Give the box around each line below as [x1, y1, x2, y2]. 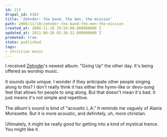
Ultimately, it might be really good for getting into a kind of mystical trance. [5, 121, 159, 127]
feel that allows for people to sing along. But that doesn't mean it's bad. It [5, 89, 156, 95]
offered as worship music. [5, 68, 59, 74]
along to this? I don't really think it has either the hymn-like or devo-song [5, 84, 155, 90]
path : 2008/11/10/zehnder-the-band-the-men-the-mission [5, 21, 124, 26]
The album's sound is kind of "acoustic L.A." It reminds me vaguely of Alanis [5, 105, 162, 111]
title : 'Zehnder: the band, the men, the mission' [5, 16, 113, 21]
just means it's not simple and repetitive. [5, 94, 88, 100]
